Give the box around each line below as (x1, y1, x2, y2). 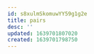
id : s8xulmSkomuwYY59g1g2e (7, 10, 88, 18)
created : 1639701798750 (7, 36, 78, 43)
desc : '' (7, 23, 33, 30)
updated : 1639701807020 (7, 29, 78, 37)
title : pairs (7, 17, 46, 24)
